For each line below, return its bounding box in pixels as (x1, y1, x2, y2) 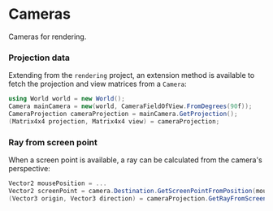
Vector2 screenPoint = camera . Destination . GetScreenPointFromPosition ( (8, 187, 256, 195)
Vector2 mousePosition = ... (8, 179, 107, 187)
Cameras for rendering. (8, 32, 87, 41)
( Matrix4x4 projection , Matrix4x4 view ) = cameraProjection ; (8, 117, 220, 126)
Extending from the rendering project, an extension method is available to (8, 71, 255, 80)
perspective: (8, 164, 50, 174)
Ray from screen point (8, 136, 97, 148)
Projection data (8, 52, 71, 63)
